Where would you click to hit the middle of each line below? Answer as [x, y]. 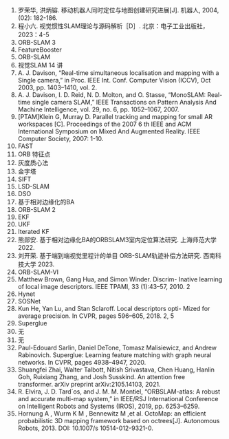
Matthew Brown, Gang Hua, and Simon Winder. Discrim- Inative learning [120, 279]
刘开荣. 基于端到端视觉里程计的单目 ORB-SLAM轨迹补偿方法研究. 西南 [117, 256]
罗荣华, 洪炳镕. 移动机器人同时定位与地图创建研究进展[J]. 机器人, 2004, [118, 10]
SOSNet [29, 301]
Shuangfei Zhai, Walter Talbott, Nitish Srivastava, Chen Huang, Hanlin [116, 370]
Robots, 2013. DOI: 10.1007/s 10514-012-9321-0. [86, 428]
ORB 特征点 [34, 154]
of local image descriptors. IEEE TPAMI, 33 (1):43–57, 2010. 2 [104, 287]
